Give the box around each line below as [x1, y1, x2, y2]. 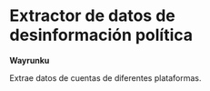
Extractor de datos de [9, 5, 175, 26]
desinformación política [9, 25, 194, 45]
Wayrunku [9, 55, 50, 66]
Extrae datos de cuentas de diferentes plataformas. [9, 72, 202, 83]
